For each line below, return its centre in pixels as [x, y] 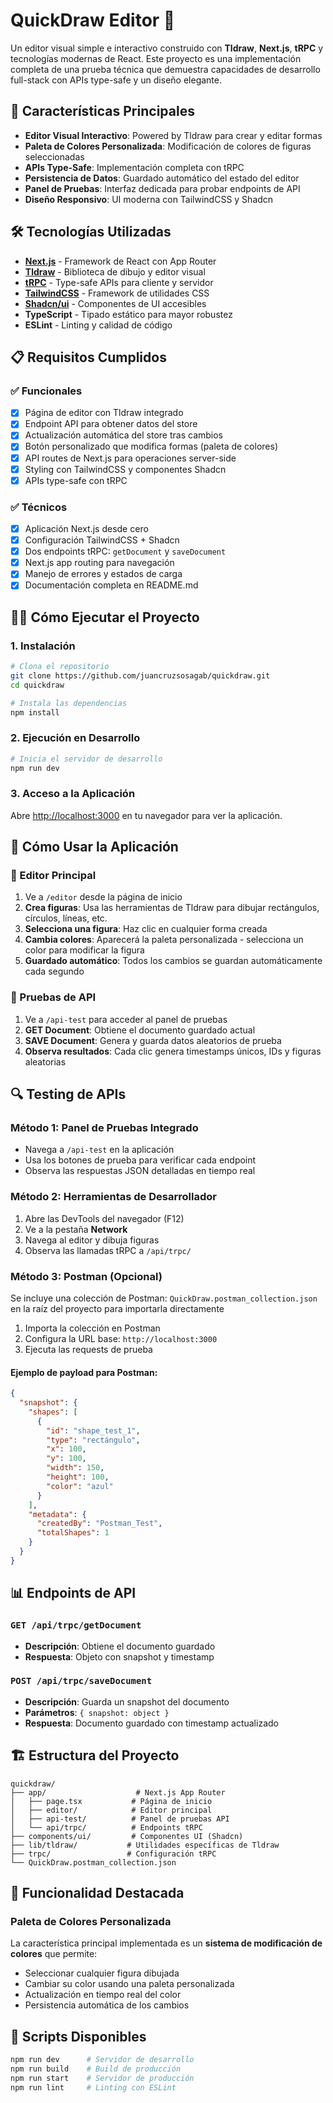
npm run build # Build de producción [96, 2069]
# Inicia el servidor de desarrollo [86, 759]
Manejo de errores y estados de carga [103, 574]
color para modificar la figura [84, 950]
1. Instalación [43, 646]
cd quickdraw [37, 685]
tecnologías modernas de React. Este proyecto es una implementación [156, 58]
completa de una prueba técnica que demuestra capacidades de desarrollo [165, 69]
